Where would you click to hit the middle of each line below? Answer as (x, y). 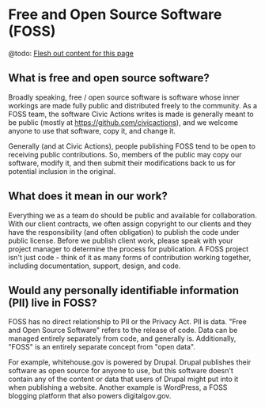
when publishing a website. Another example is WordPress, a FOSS (118, 387)
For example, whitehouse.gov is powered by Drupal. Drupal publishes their (130, 362)
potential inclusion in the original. (62, 171)
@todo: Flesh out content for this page (71, 53)
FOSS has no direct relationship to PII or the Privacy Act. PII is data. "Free (127, 322)
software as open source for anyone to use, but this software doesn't (121, 371)
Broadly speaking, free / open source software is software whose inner (124, 97)
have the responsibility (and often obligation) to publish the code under (124, 232)
